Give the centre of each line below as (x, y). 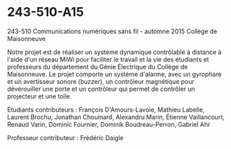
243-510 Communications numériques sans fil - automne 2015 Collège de (112, 31)
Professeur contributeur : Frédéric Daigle (65, 138)
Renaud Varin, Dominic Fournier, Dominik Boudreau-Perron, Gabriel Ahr (109, 124)
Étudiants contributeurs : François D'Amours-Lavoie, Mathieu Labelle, (106, 109)
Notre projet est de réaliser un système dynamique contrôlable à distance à (114, 52)
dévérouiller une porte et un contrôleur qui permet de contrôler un (101, 89)
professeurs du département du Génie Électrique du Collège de (98, 67)
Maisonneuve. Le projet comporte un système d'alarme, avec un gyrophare (114, 74)
